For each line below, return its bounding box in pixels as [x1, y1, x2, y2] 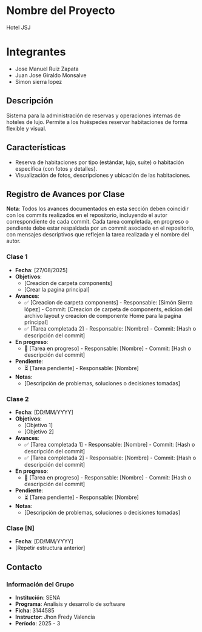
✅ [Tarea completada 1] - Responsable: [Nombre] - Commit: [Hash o [24, 441, 195, 448]
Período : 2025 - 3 [15, 619, 61, 627]
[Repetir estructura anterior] [15, 544, 86, 552]
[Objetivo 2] [24, 428, 55, 435]
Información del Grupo [6, 580, 75, 588]
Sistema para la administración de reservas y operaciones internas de [6, 112, 181, 119]
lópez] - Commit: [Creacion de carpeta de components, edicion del [24, 305, 192, 313]
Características [6, 142, 66, 153]
